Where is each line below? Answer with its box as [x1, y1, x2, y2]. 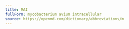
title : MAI [5, 7, 28, 12]
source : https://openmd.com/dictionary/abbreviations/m [5, 16, 124, 21]
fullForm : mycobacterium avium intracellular [5, 12, 101, 17]
